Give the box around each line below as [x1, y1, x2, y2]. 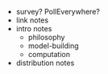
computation [27, 50, 71, 59]
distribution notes [15, 58, 75, 68]
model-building [27, 41, 79, 51]
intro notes [15, 24, 52, 33]
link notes [15, 15, 49, 25]
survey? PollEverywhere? [15, 7, 101, 16]
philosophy [27, 32, 65, 42]
